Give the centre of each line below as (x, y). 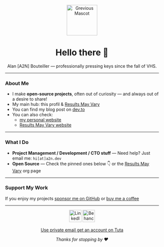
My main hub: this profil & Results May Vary (56, 104)
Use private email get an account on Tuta (82, 230)
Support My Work (27, 188)
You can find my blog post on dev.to (49, 109)
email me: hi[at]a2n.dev (37, 158)
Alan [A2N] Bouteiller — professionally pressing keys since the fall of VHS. (82, 66)
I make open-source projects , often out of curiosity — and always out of (85, 94)
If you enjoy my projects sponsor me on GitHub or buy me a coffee (72, 198)
